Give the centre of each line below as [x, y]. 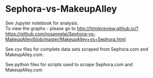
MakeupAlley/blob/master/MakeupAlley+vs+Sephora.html [66, 39]
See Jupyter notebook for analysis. [42, 23]
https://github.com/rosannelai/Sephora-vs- [50, 34]
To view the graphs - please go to [41, 28]
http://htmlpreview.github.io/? [108, 28]
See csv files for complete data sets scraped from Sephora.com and [77, 49]
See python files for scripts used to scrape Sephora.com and [69, 64]
